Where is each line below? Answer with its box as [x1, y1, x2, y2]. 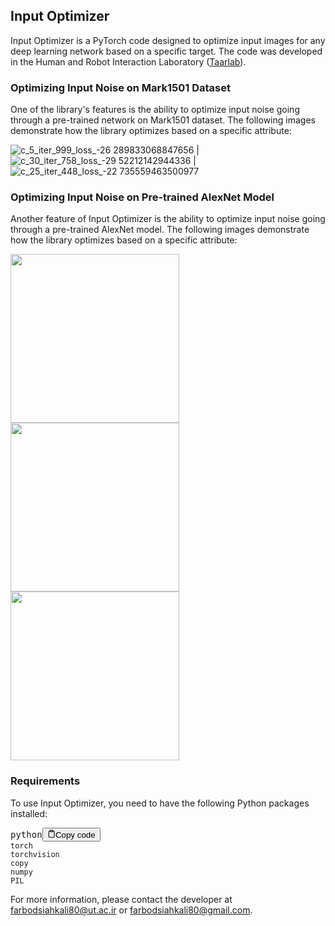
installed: [10, 807, 48, 819]
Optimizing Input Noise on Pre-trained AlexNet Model [10, 190, 275, 204]
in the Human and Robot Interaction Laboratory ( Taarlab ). [10, 55, 247, 68]
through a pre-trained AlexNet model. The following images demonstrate [10, 224, 310, 236]
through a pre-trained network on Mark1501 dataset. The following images [10, 114, 316, 126]
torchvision [10, 850, 60, 860]
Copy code [54, 830, 96, 841]
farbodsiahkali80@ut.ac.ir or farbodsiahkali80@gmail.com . [10, 904, 253, 916]
